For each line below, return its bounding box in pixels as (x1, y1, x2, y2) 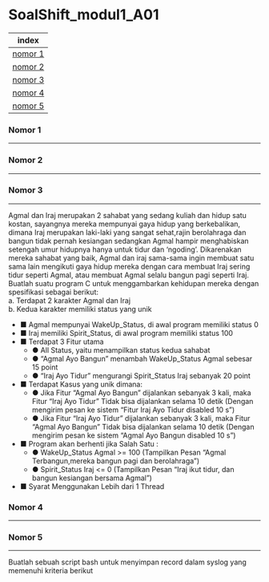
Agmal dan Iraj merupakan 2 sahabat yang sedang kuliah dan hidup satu (8, 210, 247, 220)
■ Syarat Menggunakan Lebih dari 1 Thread (19, 481, 165, 491)
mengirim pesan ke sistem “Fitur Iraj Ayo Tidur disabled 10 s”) (31, 405, 235, 414)
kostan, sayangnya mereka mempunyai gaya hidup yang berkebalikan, (8, 219, 241, 228)
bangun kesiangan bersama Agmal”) (31, 473, 152, 483)
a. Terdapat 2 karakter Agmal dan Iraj (8, 295, 130, 305)
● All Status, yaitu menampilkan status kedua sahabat (31, 345, 211, 354)
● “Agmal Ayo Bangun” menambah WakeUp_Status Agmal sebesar (31, 354, 253, 363)
